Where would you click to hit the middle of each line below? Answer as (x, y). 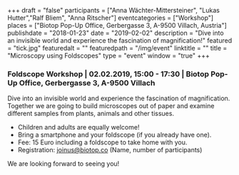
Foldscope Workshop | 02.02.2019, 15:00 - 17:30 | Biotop (108, 74)
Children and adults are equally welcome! (78, 127)
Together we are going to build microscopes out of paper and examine (111, 106)
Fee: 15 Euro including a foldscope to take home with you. (102, 142)
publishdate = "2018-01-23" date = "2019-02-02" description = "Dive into (116, 33)
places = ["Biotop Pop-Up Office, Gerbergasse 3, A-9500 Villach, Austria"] (117, 25)
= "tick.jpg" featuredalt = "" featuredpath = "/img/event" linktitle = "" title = (117, 48)
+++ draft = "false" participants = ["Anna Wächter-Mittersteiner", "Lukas (113, 10)
